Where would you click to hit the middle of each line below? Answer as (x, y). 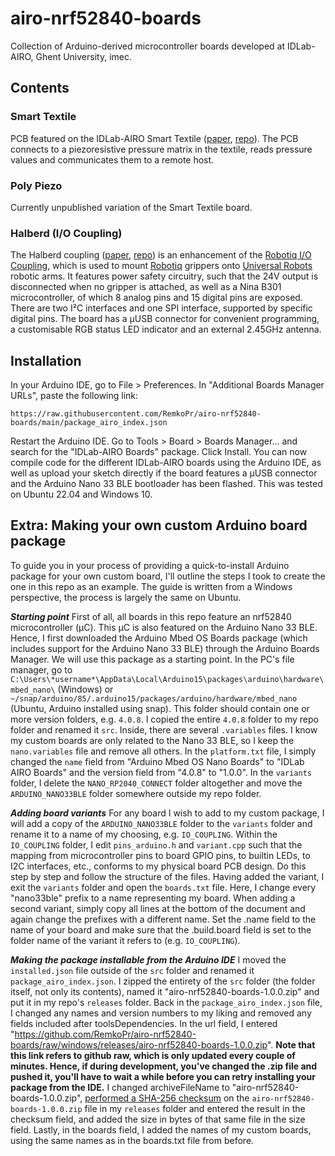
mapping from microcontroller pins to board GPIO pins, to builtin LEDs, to (160, 855)
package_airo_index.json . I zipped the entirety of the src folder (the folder (163, 981)
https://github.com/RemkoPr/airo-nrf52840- (105, 1034)
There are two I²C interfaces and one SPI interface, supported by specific (161, 308)
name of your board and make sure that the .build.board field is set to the (161, 929)
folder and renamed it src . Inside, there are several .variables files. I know (164, 729)
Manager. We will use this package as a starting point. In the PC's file (152, 659)
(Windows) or (85, 689)
